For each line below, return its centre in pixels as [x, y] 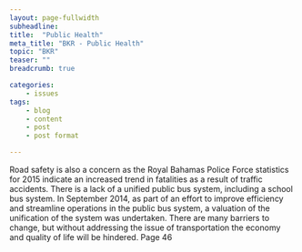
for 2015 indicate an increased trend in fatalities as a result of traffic [136, 179]
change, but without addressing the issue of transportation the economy [145, 227]
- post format [52, 136]
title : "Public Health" [56, 35]
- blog [38, 110]
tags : [20, 102]
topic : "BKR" [34, 52]
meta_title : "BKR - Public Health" [77, 43]
